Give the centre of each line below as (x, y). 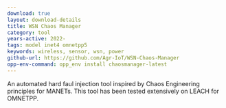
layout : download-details (44, 20)
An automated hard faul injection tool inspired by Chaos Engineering (104, 83)
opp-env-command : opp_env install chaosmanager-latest (87, 64)
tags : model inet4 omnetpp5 (47, 45)
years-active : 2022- (37, 39)
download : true (29, 13)
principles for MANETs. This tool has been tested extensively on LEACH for (113, 91)
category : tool (29, 32)
